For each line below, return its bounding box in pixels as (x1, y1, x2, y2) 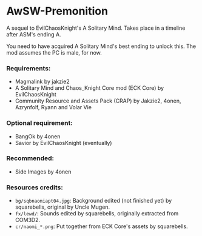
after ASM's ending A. (6, 30, 62, 38)
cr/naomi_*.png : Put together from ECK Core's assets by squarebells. (15, 223, 188, 230)
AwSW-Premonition (6, 4, 108, 18)
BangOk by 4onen (15, 132, 61, 140)
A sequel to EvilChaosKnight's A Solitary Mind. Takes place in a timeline (6, 24, 186, 32)
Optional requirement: (6, 119, 73, 127)
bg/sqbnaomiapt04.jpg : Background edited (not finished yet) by (15, 197, 172, 204)
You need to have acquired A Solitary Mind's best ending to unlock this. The (6, 42, 196, 50)
